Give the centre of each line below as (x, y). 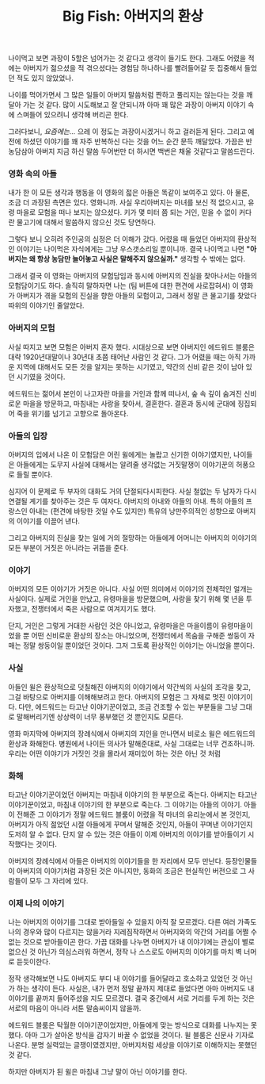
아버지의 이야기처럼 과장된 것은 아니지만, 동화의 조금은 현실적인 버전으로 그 (131, 871)
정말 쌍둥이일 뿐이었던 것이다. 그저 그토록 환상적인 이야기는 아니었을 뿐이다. (139, 645)
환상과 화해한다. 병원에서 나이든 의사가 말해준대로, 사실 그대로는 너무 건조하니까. (132, 743)
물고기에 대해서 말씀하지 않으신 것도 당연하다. (86, 222)
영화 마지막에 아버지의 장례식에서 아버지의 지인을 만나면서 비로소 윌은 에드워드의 (132, 734)
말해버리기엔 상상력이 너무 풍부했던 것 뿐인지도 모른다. (100, 716)
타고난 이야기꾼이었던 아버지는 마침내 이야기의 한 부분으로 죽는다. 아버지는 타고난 (133, 795)
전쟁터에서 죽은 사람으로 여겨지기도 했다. (94, 609)
